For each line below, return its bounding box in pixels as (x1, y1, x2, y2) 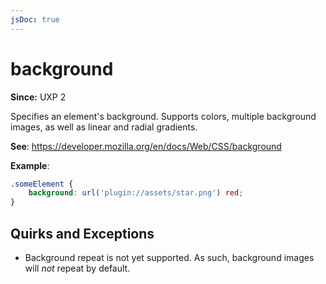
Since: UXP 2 (10, 91, 67, 103)
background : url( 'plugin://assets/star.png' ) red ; (28, 188, 244, 198)
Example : (10, 159, 50, 171)
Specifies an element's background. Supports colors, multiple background (10, 110, 317, 122)
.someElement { (10, 179, 74, 189)
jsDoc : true (10, 14, 60, 25)
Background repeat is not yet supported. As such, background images (24, 252, 315, 263)
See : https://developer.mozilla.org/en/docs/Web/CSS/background (10, 140, 282, 152)
